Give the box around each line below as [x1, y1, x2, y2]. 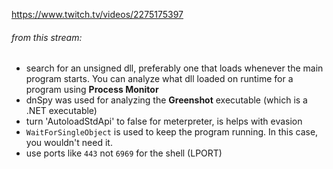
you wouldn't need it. [25, 137, 113, 149]
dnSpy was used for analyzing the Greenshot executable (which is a [25, 94, 308, 106]
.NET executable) [25, 105, 98, 117]
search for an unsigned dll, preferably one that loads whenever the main [25, 62, 324, 74]
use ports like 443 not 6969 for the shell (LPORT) [25, 147, 223, 159]
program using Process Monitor [25, 84, 159, 96]
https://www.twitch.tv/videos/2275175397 [11, 9, 184, 20]
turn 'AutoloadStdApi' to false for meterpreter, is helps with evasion [25, 115, 303, 128]
